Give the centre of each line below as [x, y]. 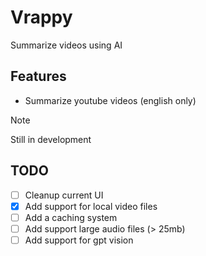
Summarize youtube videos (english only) [110, 100]
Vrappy [41, 17]
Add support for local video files [91, 206]
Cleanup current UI [64, 195]
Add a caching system [71, 217]
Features [38, 76]
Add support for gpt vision [79, 240]
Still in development [51, 139]
